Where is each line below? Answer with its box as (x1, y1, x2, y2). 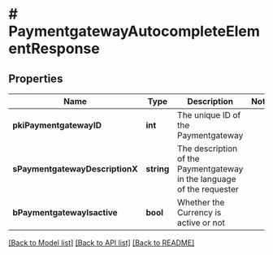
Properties (8, 71, 63, 85)
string (145, 163, 170, 175)
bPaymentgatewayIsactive (12, 207, 118, 218)
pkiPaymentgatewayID (12, 119, 102, 131)
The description (177, 143, 238, 154)
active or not (177, 217, 226, 228)
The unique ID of (177, 110, 241, 120)
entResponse (8, 40, 100, 58)
